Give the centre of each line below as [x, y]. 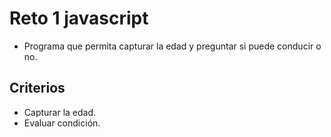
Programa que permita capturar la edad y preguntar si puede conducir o [172, 46]
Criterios [37, 88]
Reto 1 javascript [79, 18]
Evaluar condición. [62, 123]
